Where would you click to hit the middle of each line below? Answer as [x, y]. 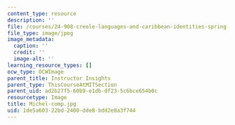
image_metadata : [31, 40]
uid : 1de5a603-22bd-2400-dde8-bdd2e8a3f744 [72, 110]
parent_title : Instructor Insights [59, 78]
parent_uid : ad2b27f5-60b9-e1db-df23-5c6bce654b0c [83, 91]
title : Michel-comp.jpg [42, 104]
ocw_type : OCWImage [36, 72]
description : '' [31, 20]
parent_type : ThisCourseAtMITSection [62, 85]
